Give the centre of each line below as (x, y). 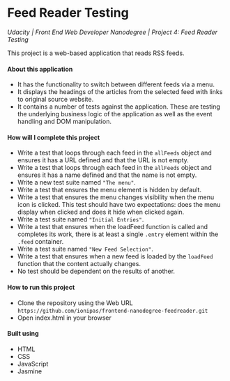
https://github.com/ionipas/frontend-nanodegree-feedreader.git (113, 311)
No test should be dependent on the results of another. (96, 271)
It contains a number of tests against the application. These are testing (119, 107)
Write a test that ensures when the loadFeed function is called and (112, 227)
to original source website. (55, 100)
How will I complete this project (54, 137)
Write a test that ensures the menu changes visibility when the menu (116, 197)
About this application (40, 69)
